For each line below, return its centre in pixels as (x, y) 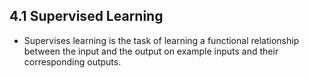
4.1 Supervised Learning (86, 16)
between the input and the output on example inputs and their (151, 51)
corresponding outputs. (72, 61)
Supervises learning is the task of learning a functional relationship (161, 40)
